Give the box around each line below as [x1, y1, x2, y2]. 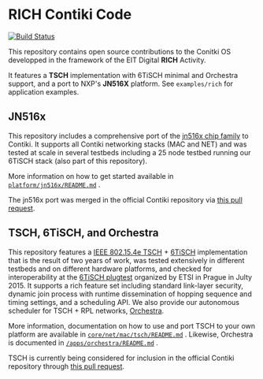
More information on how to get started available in [8, 171, 174, 180]
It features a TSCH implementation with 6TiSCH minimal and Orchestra [8, 70, 239, 80]
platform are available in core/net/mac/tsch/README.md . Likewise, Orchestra [8, 329, 254, 339]
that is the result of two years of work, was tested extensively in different [8, 255, 245, 265]
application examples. [8, 87, 80, 96]
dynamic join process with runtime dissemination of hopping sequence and [8, 289, 252, 299]
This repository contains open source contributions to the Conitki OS [8, 46, 231, 56]
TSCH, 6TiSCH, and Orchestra [8, 226, 159, 240]
